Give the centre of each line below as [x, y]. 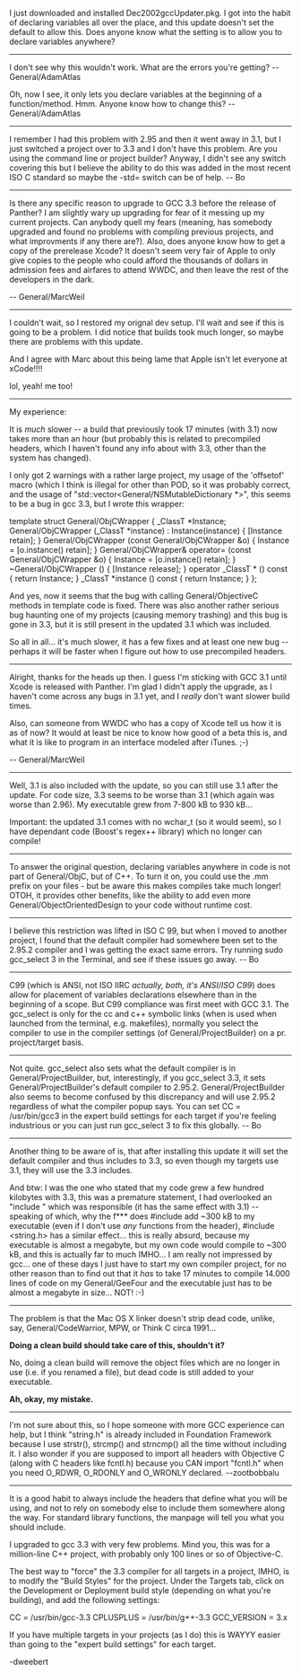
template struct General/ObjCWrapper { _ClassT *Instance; [118, 521]
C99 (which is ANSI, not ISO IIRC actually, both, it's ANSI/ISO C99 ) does [142, 985]
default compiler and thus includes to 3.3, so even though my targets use [144, 1161]
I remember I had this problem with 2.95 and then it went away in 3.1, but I [146, 139]
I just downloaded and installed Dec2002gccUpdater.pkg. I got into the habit [150, 13]
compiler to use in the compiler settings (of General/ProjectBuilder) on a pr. [148, 1033]
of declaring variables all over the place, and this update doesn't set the [142, 22]
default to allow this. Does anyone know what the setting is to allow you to [146, 32]
